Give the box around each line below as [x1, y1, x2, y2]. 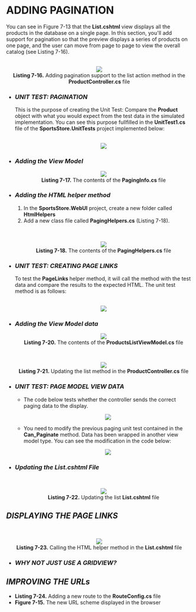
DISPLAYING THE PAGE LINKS [6, 511, 118, 521]
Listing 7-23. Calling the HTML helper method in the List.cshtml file [16, 544, 182, 551]
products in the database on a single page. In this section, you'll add [6, 29, 172, 36]
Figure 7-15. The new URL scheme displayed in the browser [14, 598, 161, 606]
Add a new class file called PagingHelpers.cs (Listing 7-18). [23, 217, 170, 224]
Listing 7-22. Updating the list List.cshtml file [48, 494, 159, 501]
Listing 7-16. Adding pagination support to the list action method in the [12, 71, 186, 78]
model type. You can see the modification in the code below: [23, 437, 171, 444]
